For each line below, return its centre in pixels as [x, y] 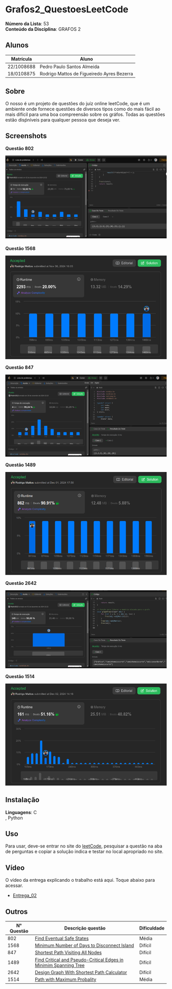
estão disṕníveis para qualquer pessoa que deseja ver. [63, 120]
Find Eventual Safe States [62, 938]
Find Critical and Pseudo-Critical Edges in [79, 960]
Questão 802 [20, 148]
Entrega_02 [25, 896]
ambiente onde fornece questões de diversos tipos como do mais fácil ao [83, 109]
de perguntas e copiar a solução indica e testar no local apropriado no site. [84, 852]
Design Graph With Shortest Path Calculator [81, 972]
